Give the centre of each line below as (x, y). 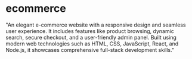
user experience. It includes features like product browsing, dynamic (90, 31)
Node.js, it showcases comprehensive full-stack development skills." (90, 50)
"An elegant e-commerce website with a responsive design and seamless (96, 25)
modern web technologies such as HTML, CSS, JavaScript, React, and (92, 44)
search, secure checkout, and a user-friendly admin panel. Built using (91, 37)
